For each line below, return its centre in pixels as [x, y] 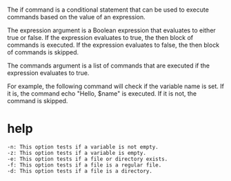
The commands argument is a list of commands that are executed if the [109, 66]
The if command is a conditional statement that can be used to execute [108, 10]
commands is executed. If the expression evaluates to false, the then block [113, 45]
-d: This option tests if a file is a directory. [80, 171]
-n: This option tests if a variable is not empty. [83, 147]
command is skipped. [38, 101]
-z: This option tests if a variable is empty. [77, 153]
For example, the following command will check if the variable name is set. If [116, 86]
